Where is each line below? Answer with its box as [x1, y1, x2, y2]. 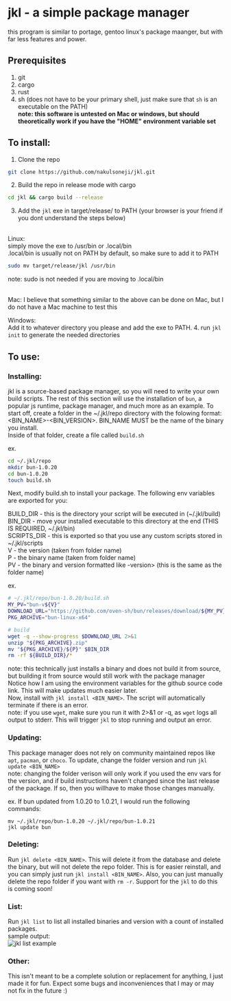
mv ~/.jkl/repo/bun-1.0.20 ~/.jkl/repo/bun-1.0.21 [8, 817, 156, 825]
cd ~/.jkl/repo [8, 458, 51, 464]
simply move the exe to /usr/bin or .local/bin [8, 242, 132, 250]
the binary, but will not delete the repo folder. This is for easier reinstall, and [8, 862, 221, 871]
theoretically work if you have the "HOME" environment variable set [17, 117, 217, 125]
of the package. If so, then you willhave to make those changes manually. [8, 784, 215, 792]
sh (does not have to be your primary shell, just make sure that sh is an [17, 95, 218, 103]
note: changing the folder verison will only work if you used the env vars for [8, 769, 221, 777]
